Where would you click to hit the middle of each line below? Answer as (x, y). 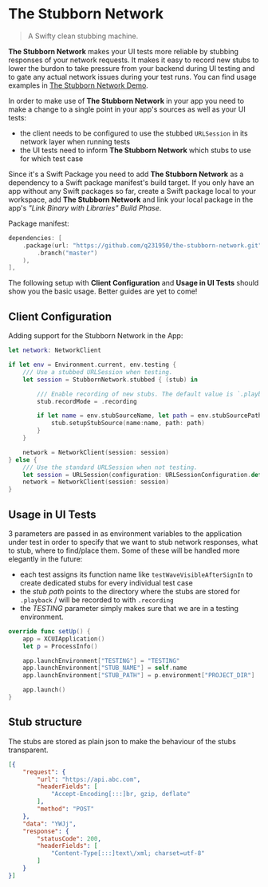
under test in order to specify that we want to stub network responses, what (133, 542)
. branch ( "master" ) (67, 253)
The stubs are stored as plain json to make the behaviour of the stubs (122, 741)
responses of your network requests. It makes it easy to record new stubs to (134, 60)
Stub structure (45, 722)
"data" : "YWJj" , (50, 824)
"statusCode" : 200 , (69, 838)
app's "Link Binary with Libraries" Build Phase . (85, 207)
